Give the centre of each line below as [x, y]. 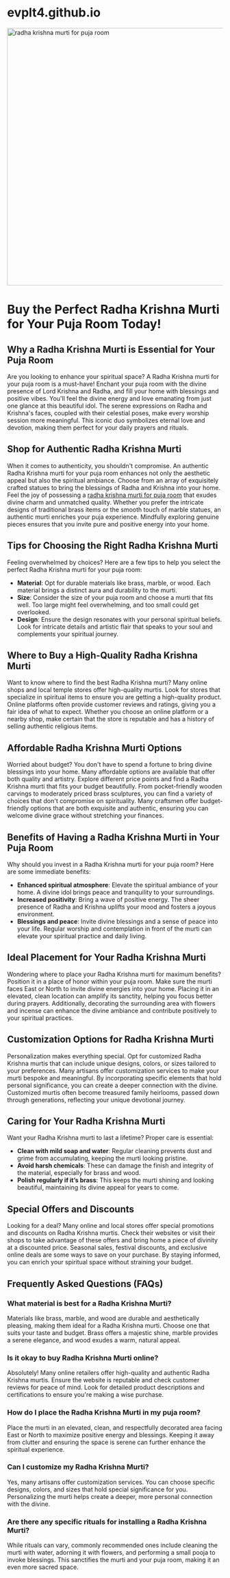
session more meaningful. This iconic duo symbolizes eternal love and [106, 420]
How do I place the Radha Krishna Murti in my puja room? [104, 1413]
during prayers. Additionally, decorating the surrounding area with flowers [111, 1003]
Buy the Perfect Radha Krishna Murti [114, 310]
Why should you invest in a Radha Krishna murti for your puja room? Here [111, 864]
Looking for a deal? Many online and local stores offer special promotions [111, 1226]
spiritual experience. [36, 1449]
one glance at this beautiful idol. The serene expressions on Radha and [107, 406]
